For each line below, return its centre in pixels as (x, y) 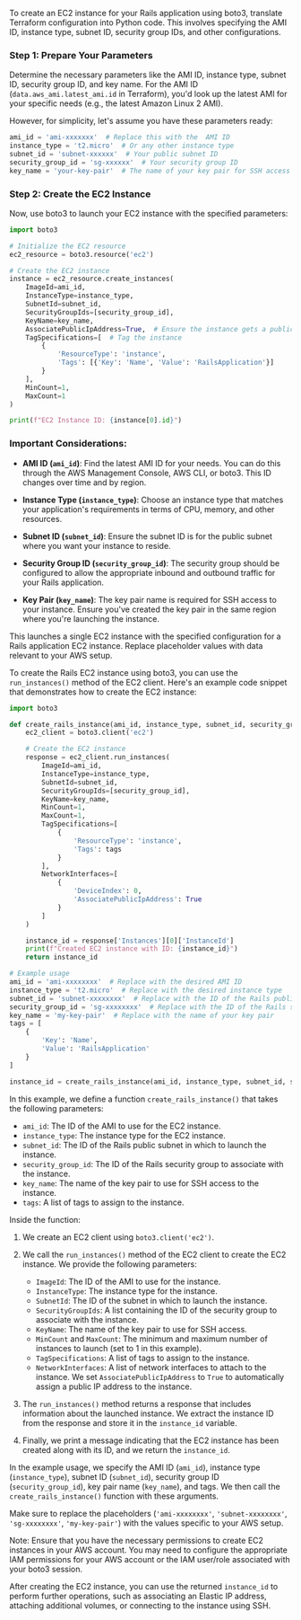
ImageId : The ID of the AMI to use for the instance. (128, 1281)
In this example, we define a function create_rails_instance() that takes (144, 1099)
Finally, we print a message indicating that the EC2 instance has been (150, 1440)
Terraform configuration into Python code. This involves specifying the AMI (148, 22)
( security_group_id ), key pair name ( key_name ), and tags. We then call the (145, 1486)
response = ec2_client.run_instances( (98, 757)
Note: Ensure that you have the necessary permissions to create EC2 (137, 1540)
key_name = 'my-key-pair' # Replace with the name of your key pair (142, 1015)
